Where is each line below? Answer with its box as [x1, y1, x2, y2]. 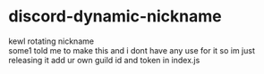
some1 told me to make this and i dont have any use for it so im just [8, 45, 256, 55]
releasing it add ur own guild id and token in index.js [8, 54, 200, 65]
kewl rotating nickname [8, 36, 95, 46]
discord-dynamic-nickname [8, 6, 222, 27]
